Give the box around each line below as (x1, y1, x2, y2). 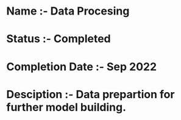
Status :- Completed (6, 32, 111, 46)
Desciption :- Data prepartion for (6, 87, 175, 101)
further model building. (6, 100, 127, 114)
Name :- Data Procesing (6, 4, 130, 18)
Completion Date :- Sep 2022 (6, 59, 157, 73)
